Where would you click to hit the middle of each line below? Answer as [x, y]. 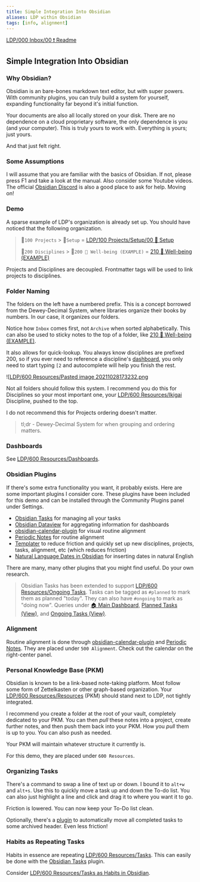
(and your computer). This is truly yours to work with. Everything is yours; [97, 128]
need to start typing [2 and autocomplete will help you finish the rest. [91, 365]
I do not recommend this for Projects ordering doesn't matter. [81, 412]
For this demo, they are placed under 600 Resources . [70, 756]
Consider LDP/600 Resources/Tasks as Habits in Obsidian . [78, 872]
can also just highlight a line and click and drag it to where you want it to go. [100, 797]
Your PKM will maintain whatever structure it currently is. [76, 744]
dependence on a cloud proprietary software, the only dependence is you [97, 122]
